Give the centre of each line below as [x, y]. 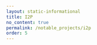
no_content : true [28, 22]
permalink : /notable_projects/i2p [49, 28]
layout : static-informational [43, 11]
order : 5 [17, 33]
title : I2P [20, 17]
